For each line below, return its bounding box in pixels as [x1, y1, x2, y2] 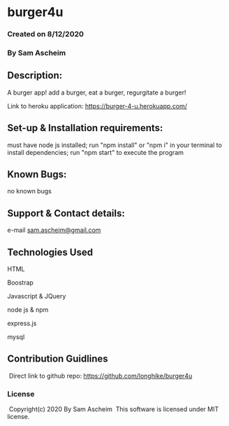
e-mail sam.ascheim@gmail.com [7, 226, 101, 235]
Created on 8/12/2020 [7, 29, 84, 39]
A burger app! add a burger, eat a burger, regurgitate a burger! [7, 88, 186, 97]
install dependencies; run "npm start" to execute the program [7, 148, 184, 156]
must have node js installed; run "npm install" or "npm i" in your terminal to [7, 141, 222, 149]
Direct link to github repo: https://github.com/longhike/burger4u [8, 371, 193, 380]
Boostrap [7, 278, 34, 287]
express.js [7, 319, 37, 328]
